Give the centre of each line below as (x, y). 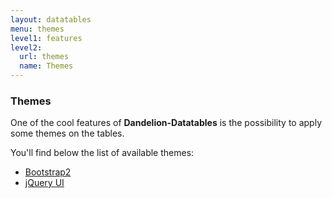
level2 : (26, 47)
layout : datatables (51, 19)
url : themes (44, 57)
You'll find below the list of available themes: (102, 153)
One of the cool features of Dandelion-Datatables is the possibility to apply (166, 123)
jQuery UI (44, 183)
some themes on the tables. (67, 133)
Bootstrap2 (48, 172)
